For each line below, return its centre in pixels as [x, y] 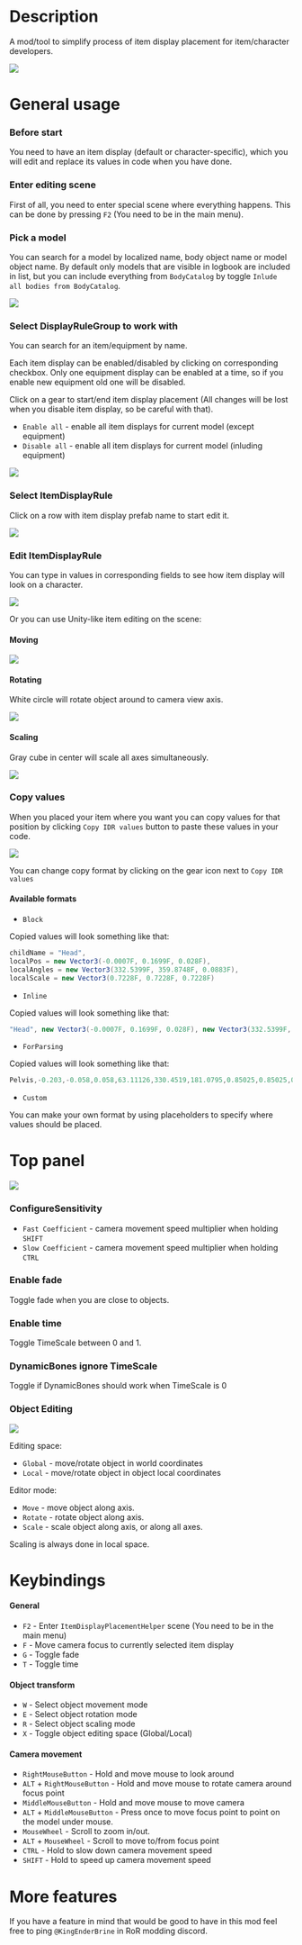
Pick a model [38, 238]
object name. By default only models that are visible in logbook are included [150, 267]
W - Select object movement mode [85, 1705]
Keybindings [58, 1580]
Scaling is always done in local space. [80, 1544]
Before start [36, 132]
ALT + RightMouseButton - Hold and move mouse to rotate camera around [157, 1784]
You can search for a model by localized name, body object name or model [148, 258]
